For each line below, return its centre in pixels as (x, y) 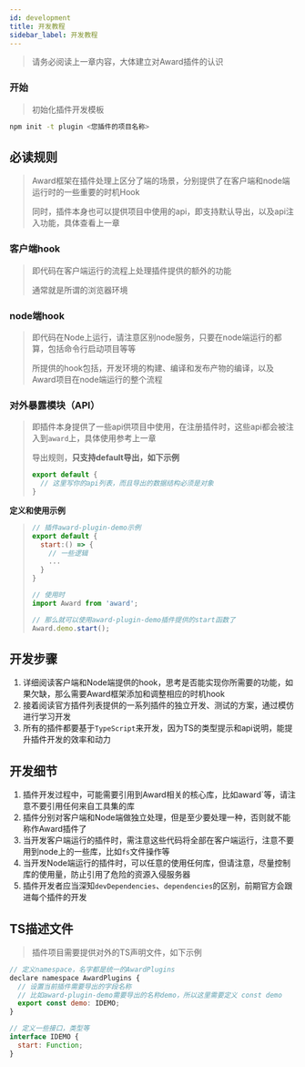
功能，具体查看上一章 (80, 223)
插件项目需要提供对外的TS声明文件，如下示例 (117, 952)
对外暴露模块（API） (55, 405)
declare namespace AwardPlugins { (75, 978)
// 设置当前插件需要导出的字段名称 (75, 986)
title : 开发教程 (37, 26)
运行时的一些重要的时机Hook (86, 192)
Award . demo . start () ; (71, 628)
